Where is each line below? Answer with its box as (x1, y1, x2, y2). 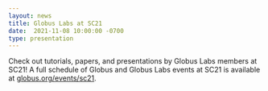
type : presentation (8, 34, 74, 43)
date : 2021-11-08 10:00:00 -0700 (8, 27, 125, 35)
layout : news (8, 11, 52, 20)
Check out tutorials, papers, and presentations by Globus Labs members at (8, 56, 258, 66)
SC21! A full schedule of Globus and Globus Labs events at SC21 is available (8, 65, 261, 75)
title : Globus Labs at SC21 (8, 19, 103, 27)
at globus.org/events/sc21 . (8, 73, 97, 83)
